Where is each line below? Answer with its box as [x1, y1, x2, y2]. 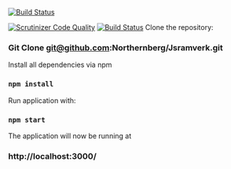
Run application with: [8, 95, 76, 105]
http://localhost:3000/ [8, 150, 97, 161]
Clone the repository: [145, 23, 214, 31]
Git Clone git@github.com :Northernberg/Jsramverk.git [8, 42, 223, 53]
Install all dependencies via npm [8, 60, 112, 70]
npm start [8, 115, 46, 124]
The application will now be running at [8, 130, 132, 141]
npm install [8, 79, 54, 89]
